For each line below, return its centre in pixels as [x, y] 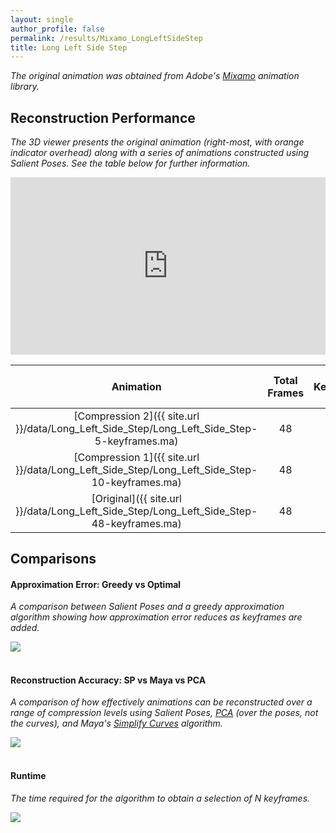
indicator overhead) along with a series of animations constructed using [160, 153]
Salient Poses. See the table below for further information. [130, 163]
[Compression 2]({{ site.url [136, 416]
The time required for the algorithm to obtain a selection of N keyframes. [160, 798]
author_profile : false [57, 29]
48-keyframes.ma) [136, 523]
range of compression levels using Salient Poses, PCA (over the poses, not [164, 713]
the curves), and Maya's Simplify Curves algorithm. [116, 723]
